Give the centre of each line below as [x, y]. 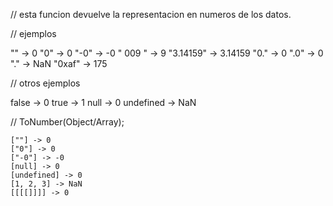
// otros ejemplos [45, 83]
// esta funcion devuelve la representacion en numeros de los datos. [151, 14]
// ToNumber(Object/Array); [67, 122]
